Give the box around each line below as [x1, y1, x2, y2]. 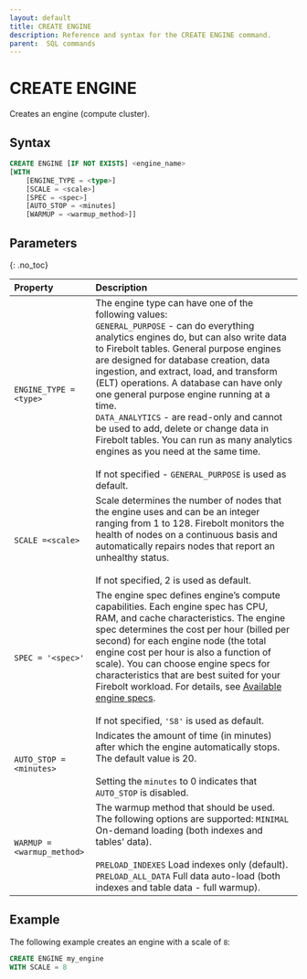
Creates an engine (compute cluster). [9, 109, 151, 120]
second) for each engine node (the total [95, 634, 267, 647]
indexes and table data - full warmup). [95, 880, 260, 893]
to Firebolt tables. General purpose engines [95, 342, 281, 354]
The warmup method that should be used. [95, 801, 276, 814]
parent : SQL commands [9, 38, 96, 48]
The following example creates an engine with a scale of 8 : [9, 936, 230, 947]
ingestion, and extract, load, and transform [95, 364, 278, 377]
